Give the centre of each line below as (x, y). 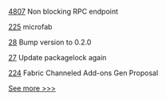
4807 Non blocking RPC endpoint (63, 12)
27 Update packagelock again (57, 58)
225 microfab (30, 27)
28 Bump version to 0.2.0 (50, 42)
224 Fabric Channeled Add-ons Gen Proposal (83, 73)
